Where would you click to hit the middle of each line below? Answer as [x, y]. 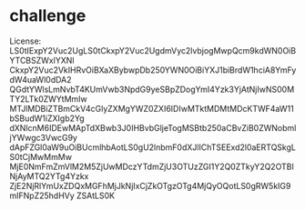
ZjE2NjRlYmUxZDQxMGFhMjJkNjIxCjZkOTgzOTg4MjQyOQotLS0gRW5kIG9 [150, 185]
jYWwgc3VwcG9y [43, 137]
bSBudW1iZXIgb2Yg [47, 118]
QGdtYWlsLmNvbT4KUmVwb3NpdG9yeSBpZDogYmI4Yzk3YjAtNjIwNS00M [152, 89]
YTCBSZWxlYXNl [42, 60]
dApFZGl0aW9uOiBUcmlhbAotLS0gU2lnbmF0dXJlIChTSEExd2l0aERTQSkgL [152, 147]
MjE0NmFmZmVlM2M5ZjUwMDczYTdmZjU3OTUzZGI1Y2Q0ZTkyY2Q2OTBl [152, 166]
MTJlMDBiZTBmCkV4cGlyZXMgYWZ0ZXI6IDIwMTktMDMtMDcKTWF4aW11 [152, 108]
